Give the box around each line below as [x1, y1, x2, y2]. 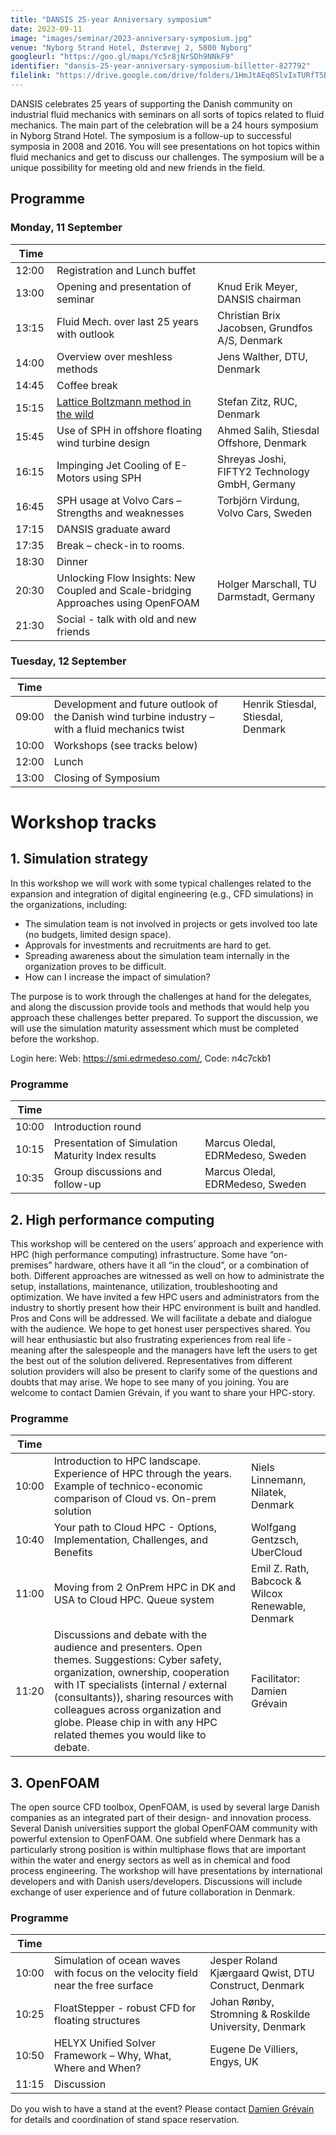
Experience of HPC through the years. [53, 1467, 233, 1481]
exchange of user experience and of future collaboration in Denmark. [10, 1886, 296, 1898]
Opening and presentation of [56, 279, 192, 293]
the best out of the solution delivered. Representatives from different [10, 1354, 293, 1366]
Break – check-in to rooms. [56, 538, 185, 552]
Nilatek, [251, 1486, 287, 1500]
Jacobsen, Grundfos [217, 321, 313, 335]
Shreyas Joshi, [217, 452, 287, 466]
